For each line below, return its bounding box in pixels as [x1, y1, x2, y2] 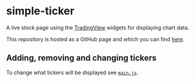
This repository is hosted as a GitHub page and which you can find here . [6, 35, 185, 42]
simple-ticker [6, 4, 75, 18]
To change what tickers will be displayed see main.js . [6, 69, 139, 76]
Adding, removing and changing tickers [6, 53, 157, 63]
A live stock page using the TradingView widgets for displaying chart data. [6, 24, 190, 31]
